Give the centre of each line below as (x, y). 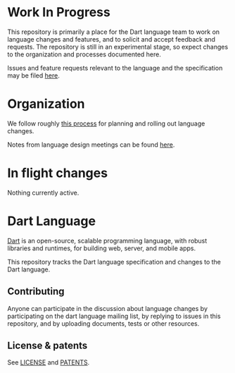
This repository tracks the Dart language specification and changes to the (114, 262)
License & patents (47, 345)
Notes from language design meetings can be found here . (91, 145)
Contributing (36, 292)
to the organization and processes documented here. (84, 54)
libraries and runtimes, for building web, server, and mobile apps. (102, 248)
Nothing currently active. (43, 192)
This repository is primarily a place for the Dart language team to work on (114, 32)
